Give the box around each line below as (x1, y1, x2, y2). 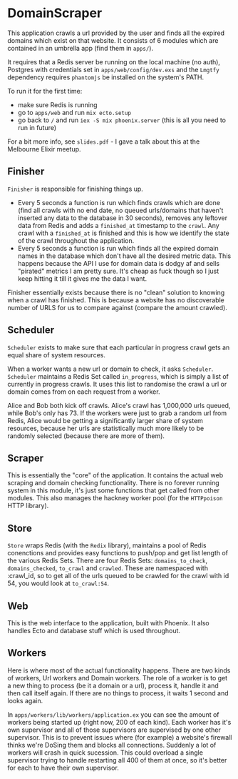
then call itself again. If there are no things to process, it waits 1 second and (7, 688, 229, 698)
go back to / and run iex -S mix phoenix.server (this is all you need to (17, 116, 227, 124)
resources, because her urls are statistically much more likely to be (7, 424, 205, 432)
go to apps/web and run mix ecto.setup (17, 108, 132, 116)
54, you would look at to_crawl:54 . (7, 579, 109, 587)
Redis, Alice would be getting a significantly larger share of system (7, 416, 203, 425)
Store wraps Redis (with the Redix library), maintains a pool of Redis (7, 541, 207, 550)
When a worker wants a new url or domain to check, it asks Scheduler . (7, 364, 214, 373)
